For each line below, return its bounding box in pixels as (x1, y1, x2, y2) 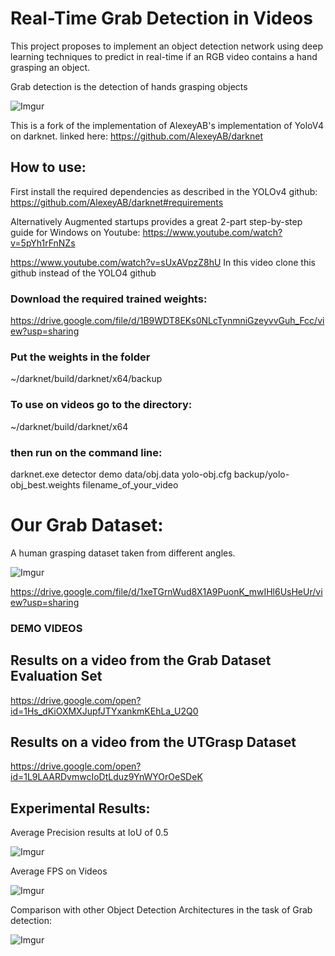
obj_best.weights (10, 478, 81, 491)
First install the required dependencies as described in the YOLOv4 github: (10, 185, 318, 197)
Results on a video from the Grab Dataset (10, 652, 272, 669)
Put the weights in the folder (10, 350, 151, 364)
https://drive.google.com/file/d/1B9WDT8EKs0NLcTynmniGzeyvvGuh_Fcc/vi (10, 315, 325, 327)
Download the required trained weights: (10, 292, 208, 306)
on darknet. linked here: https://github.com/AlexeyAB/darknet (10, 130, 264, 142)
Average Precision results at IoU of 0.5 (10, 827, 169, 839)
